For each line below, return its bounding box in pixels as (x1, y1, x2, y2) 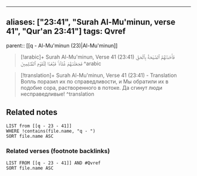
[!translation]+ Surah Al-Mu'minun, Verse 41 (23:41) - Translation (20, 72, 177, 79)
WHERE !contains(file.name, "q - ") (6, 128, 96, 134)
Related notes (6, 107, 57, 117)
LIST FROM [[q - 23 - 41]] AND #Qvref (6, 160, 101, 166)
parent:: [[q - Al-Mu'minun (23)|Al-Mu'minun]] (6, 42, 118, 49)
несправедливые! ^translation (20, 90, 95, 97)
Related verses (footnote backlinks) (6, 147, 110, 155)
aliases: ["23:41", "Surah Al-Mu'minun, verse (6, 17, 176, 27)
